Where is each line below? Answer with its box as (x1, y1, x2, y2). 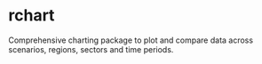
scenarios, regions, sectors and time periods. (8, 44, 174, 54)
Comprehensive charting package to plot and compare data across (8, 35, 254, 45)
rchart (8, 5, 55, 26)
